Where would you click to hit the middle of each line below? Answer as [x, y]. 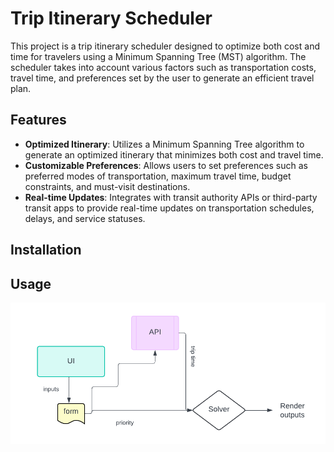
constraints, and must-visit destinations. [107, 186]
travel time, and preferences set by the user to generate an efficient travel [162, 78]
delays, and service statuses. [85, 218]
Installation [46, 250]
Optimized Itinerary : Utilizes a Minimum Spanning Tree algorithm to [164, 144]
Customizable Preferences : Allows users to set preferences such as [166, 165]
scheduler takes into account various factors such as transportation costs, [163, 67]
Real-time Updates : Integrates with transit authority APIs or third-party [171, 197]
